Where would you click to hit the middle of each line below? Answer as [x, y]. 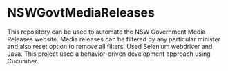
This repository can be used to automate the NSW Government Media [106, 32]
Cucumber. [23, 61]
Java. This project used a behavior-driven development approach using [109, 54]
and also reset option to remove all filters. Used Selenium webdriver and [110, 46]
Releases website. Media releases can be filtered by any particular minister [114, 39]
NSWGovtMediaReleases [81, 13]
